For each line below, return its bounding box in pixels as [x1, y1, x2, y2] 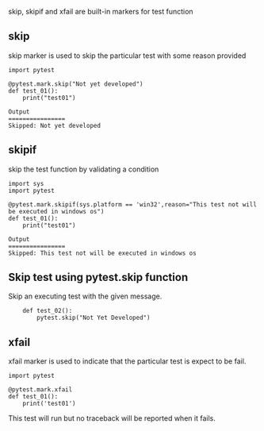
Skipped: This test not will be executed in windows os [8, 249, 197, 257]
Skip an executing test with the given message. [8, 291, 163, 301]
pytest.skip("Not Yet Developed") [36, 314, 151, 322]
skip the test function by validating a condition [8, 164, 159, 174]
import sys [8, 179, 44, 187]
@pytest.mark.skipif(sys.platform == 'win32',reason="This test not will [8, 200, 258, 209]
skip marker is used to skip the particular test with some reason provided [8, 51, 247, 60]
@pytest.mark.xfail [8, 386, 73, 394]
